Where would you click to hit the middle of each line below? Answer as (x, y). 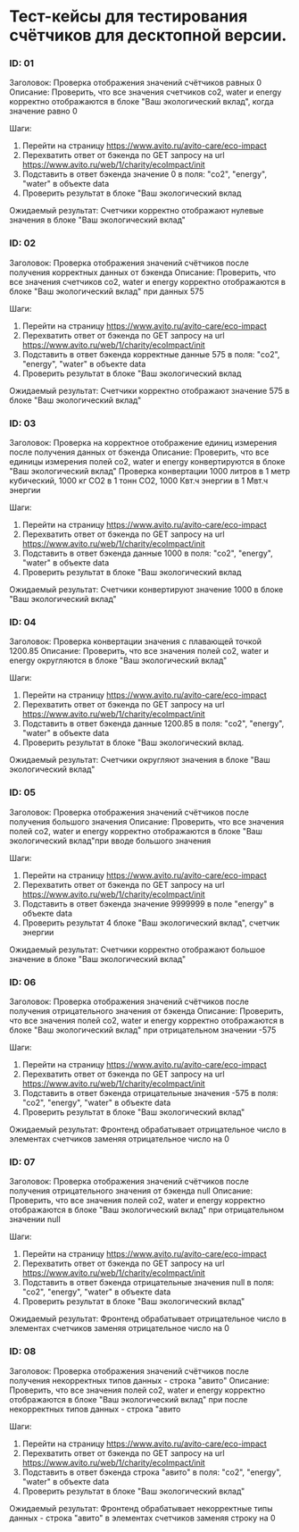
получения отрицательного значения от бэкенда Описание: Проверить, (146, 1010)
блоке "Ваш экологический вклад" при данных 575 (107, 291)
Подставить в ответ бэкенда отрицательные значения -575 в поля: (150, 1092)
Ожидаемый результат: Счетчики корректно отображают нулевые (137, 211)
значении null (35, 1219)
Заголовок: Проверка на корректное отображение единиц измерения (143, 443)
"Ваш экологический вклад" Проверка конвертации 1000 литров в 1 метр (150, 472)
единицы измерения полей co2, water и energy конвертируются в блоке (147, 462)
